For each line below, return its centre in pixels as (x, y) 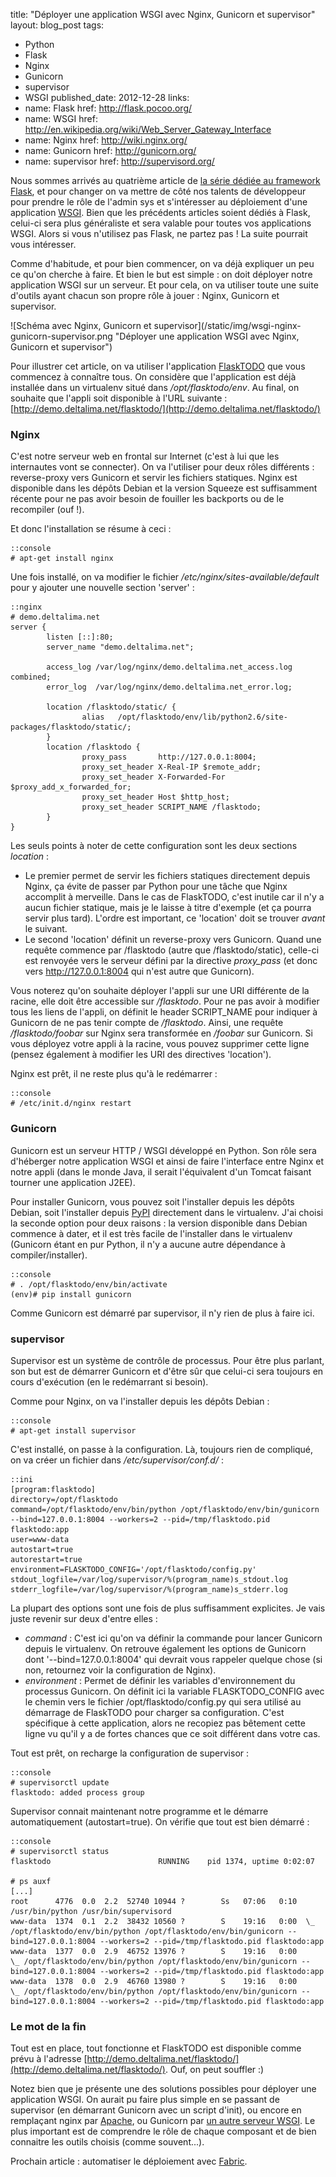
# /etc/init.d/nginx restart (71, 1104)
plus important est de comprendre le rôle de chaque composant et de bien (163, 2131)
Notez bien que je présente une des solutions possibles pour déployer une (163, 2089)
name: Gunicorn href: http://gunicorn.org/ (110, 150)
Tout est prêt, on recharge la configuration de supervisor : (130, 1753)
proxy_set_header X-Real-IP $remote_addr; (171, 767)
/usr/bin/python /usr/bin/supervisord (91, 1911)
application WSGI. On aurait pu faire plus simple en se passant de (145, 2100)
